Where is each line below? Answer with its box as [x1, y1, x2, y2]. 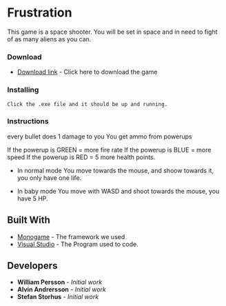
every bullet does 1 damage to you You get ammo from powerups [7, 132, 192, 141]
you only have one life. [17, 174, 82, 182]
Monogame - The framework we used [17, 232, 125, 241]
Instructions [7, 116, 50, 126]
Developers [7, 260, 58, 272]
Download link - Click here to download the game [17, 68, 158, 76]
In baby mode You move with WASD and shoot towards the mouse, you [17, 187, 220, 195]
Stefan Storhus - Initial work [17, 293, 99, 301]
